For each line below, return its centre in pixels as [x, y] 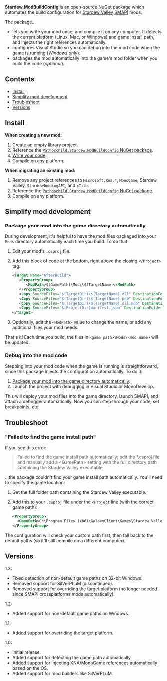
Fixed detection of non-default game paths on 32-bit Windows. [77, 578]
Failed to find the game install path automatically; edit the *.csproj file [88, 457]
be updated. [18, 342]
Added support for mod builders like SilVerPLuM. [63, 673]
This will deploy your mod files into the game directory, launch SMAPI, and [82, 396]
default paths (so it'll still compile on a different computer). [65, 540]
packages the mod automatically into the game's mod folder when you [85, 58]
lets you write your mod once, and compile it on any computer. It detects [87, 32]
